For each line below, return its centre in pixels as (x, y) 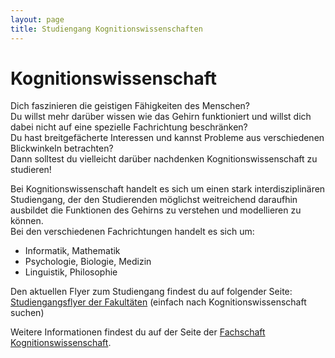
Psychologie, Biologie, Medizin (88, 262)
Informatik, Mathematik (72, 251)
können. (27, 221)
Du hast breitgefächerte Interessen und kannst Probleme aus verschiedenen (167, 138)
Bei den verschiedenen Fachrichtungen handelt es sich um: (132, 232)
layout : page (37, 19)
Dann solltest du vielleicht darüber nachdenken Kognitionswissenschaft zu (164, 159)
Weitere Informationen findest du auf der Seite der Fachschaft (138, 332)
